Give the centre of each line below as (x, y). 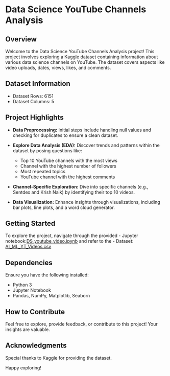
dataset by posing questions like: (47, 150)
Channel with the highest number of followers (68, 166)
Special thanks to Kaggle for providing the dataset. (59, 358)
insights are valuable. (28, 330)
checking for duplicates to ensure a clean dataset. (65, 135)
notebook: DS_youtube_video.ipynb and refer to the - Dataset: (69, 241)
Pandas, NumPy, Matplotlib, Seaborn (51, 296)
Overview (21, 39)
